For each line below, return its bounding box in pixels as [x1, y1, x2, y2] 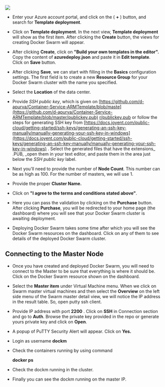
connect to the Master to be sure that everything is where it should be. [12, 268, 156, 274]
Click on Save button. [12, 59, 57, 65]
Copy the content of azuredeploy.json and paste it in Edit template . [12, 54, 151, 60]
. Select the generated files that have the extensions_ [47, 146, 156, 152]
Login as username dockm [12, 338, 67, 344]
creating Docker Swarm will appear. [12, 39, 85, 45]
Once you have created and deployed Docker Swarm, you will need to [12, 263, 154, 269]
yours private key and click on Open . [12, 318, 87, 325]
